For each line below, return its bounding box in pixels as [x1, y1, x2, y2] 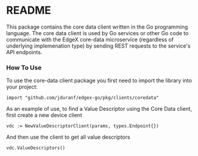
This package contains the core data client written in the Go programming [6, 23, 188, 30]
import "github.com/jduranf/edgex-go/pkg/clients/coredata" [6, 95, 160, 101]
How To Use [6, 63, 42, 71]
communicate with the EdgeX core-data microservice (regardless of [6, 36, 174, 43]
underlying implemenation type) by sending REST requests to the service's [6, 42, 191, 49]
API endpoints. [6, 48, 42, 55]
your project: [6, 83, 38, 91]
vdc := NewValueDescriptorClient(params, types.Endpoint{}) [6, 123, 160, 129]
